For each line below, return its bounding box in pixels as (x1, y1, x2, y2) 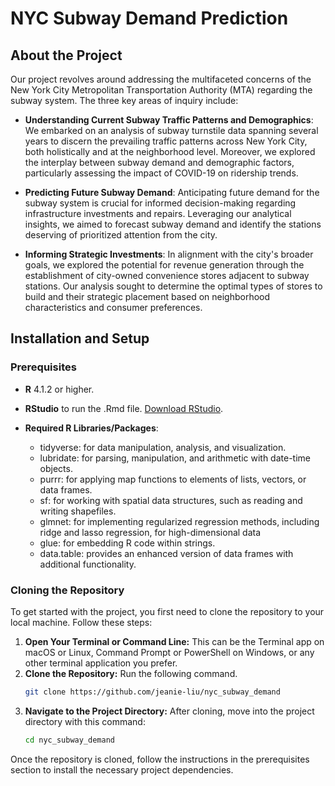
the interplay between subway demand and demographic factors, (24, 157, 295, 168)
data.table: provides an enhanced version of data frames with (39, 547, 294, 559)
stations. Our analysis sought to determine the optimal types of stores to (24, 280, 323, 292)
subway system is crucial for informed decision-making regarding (24, 197, 297, 209)
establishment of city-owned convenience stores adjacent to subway (24, 270, 310, 281)
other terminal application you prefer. (24, 657, 178, 669)
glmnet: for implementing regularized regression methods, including (39, 515, 320, 527)
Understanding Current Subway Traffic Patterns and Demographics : (24, 114, 314, 126)
